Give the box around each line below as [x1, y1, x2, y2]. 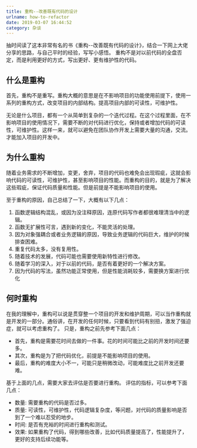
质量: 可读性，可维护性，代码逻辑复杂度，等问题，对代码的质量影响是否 [14, 406, 188, 413]
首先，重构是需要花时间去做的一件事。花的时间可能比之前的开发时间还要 [14, 337, 189, 344]
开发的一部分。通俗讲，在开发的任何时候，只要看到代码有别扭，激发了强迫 [11, 317, 191, 324]
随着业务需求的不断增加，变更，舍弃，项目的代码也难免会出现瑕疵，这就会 [6, 169, 186, 176]
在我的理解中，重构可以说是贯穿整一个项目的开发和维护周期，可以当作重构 [6, 310, 186, 317]
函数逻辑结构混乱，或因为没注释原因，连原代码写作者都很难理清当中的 [14, 209, 185, 216]
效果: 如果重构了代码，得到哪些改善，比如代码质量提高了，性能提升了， [14, 428, 188, 435]
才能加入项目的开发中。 [6, 134, 63, 141]
